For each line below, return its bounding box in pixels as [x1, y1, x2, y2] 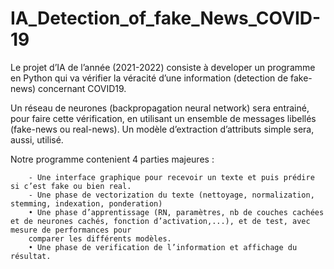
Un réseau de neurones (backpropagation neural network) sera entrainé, [10, 102, 310, 114]
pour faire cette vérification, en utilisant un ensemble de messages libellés [10, 112, 317, 124]
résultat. [10, 251, 52, 261]
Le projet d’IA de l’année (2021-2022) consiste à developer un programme [10, 61, 316, 73]
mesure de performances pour [10, 225, 132, 235]
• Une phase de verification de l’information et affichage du [28, 242, 298, 252]
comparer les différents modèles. [28, 233, 172, 244]
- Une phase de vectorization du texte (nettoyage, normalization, [28, 190, 315, 200]
